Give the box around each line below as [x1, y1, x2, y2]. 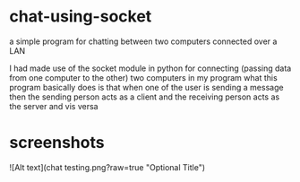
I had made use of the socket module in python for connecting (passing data [9, 63, 292, 74]
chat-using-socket [9, 6, 152, 27]
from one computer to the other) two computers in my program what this [9, 72, 278, 82]
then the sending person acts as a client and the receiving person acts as [9, 91, 280, 102]
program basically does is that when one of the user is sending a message [9, 82, 284, 92]
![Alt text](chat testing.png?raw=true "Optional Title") [9, 161, 206, 172]
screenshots [9, 133, 105, 153]
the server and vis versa [9, 100, 99, 111]
